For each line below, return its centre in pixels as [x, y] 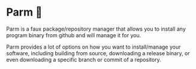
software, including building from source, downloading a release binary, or [98, 53]
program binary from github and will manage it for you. [74, 35]
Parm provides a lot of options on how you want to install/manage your [94, 47]
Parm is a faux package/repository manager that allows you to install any [96, 29]
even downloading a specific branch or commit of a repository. [84, 59]
